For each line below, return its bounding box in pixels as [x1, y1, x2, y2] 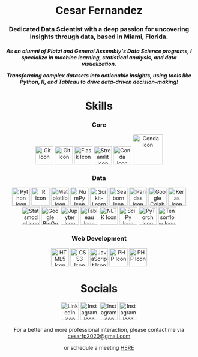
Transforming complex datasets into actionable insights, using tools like [7, 71, 191, 79]
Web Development [71, 235, 127, 243]
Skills [85, 99, 113, 113]
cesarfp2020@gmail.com [67, 332, 131, 340]
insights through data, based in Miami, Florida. [29, 32, 169, 41]
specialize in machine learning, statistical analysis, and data [21, 53, 177, 61]
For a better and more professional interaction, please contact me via [13, 326, 185, 333]
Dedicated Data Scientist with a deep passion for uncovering [8, 25, 190, 34]
